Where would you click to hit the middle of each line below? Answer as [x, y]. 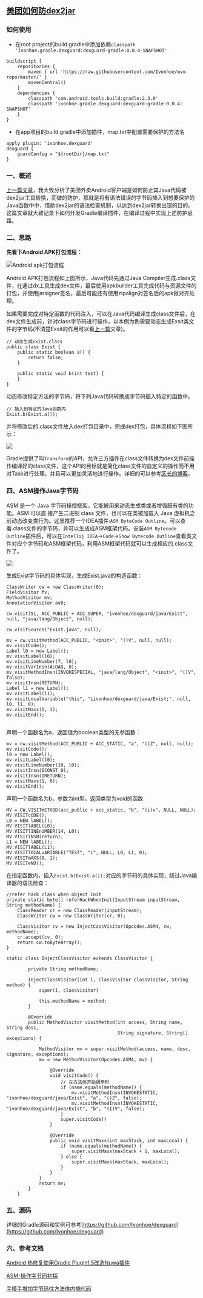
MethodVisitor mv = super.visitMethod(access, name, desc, [115, 1049]
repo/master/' [24, 77]
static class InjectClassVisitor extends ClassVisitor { [80, 958]
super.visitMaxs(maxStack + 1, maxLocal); [126, 1151]
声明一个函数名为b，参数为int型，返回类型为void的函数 [75, 798]
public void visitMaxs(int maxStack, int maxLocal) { [119, 1140]
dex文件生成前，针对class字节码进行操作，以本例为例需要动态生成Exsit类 [98, 321]
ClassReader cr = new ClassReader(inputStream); [80, 910]
